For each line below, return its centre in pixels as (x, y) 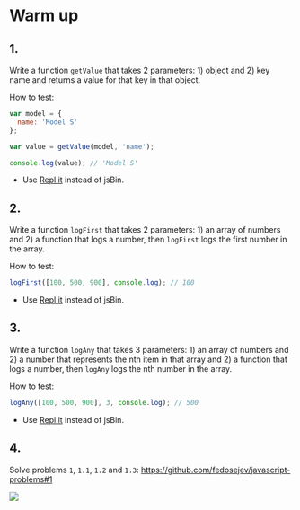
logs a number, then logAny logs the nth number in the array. (121, 368)
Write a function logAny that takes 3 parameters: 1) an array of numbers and (149, 349)
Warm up (44, 16)
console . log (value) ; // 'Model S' (74, 163)
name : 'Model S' (48, 122)
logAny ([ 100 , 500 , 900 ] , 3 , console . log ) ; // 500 (104, 402)
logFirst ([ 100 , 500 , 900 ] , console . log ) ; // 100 (102, 283)
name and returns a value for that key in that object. (105, 80)
